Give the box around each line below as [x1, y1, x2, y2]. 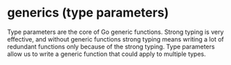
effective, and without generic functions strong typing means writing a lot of [7, 35, 224, 43]
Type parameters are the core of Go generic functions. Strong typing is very [7, 28, 224, 36]
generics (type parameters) [7, 5, 169, 21]
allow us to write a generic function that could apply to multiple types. [7, 50, 206, 58]
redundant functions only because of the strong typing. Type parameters [7, 42, 215, 50]
